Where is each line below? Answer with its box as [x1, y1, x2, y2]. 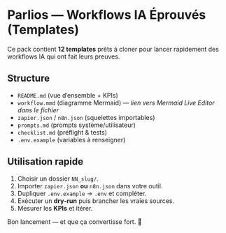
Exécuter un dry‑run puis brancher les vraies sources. [17, 196, 175, 205]
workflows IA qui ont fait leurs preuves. [7, 52, 120, 61]
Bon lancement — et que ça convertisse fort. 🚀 [7, 217, 142, 226]
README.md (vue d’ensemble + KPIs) [17, 91, 118, 99]
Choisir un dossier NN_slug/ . [17, 174, 99, 183]
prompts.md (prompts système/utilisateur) [17, 121, 136, 129]
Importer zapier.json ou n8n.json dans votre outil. [17, 181, 163, 190]
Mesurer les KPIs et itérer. [17, 204, 93, 212]
